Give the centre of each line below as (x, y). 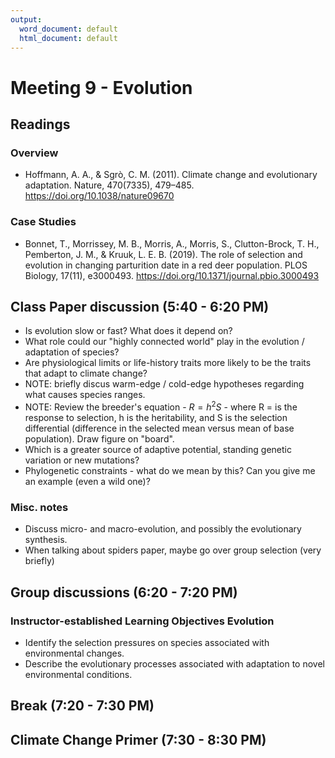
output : (26, 19)
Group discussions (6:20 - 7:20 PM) (124, 592)
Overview (34, 153)
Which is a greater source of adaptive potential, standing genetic (158, 450)
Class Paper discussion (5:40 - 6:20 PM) (140, 306)
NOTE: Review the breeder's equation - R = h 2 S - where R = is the (161, 406)
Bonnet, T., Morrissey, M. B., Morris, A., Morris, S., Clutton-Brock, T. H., (172, 243)
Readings (40, 124)
